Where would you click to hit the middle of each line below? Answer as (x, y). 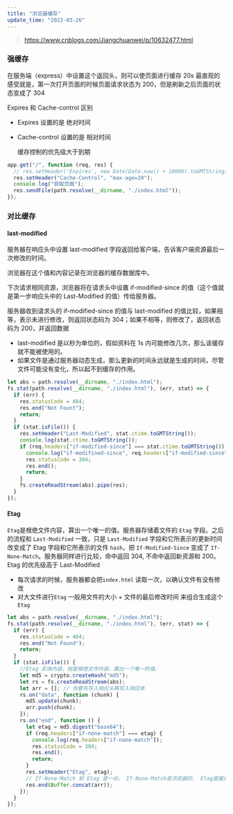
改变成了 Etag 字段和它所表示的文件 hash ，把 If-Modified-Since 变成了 (108, 547)
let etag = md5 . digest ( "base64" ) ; (76, 727)
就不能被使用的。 (42, 352)
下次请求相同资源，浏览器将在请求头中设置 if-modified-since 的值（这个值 (113, 288)
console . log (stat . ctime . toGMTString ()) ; (79, 440)
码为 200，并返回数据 (38, 328)
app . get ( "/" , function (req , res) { (60, 165)
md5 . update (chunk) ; (53, 701)
